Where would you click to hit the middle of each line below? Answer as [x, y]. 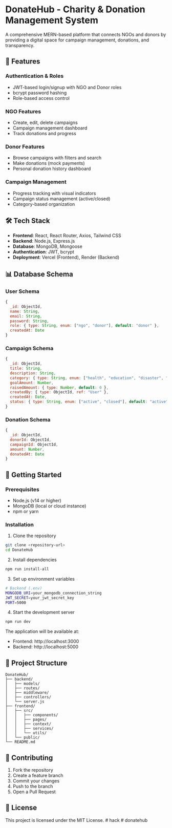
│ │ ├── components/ [32, 715]
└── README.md [20, 742]
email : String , [26, 316]
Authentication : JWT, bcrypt [43, 252]
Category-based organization [44, 204]
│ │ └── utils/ [26, 733]
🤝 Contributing [29, 758]
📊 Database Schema [39, 274]
